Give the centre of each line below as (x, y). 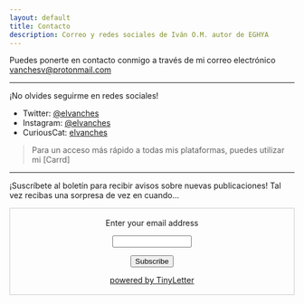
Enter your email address (152, 223)
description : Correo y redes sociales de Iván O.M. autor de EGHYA (139, 34)
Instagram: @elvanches (66, 123)
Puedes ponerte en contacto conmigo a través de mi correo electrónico (142, 61)
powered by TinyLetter (152, 280)
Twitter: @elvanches (61, 113)
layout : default (40, 18)
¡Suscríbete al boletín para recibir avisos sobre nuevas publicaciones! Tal (146, 185)
